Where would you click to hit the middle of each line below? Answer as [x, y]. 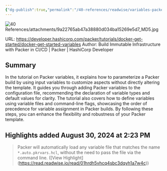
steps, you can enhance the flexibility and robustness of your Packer [75, 114]
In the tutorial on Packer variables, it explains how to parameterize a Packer [82, 77]
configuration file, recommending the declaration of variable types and [78, 93]
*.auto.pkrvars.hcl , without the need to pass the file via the [79, 153]
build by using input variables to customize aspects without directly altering [83, 82]
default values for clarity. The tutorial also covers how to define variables [80, 98]
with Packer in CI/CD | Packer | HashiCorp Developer [59, 49]
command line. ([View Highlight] [50, 158]
